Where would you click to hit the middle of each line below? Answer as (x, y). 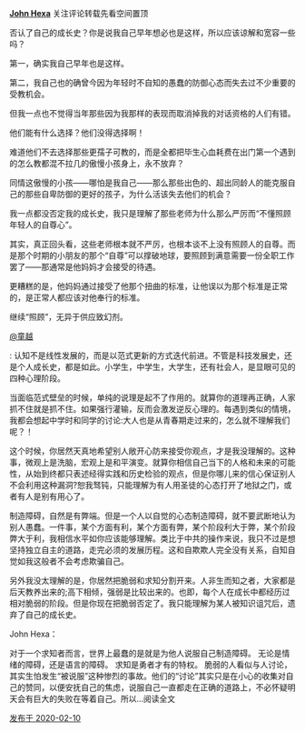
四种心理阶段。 (37, 378)
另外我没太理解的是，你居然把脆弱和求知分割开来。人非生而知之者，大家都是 (152, 581)
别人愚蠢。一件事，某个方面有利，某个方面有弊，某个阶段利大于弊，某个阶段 (152, 527)
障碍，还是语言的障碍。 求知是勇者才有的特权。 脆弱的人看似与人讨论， (158, 665)
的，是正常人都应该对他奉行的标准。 (77, 297)
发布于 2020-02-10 (45, 718)
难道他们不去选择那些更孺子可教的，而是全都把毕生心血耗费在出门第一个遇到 (152, 152)
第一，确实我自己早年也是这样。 (69, 63)
